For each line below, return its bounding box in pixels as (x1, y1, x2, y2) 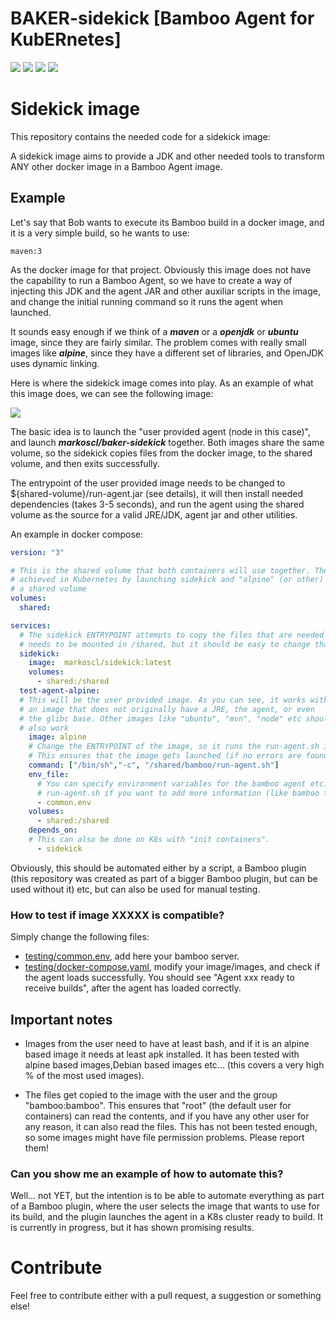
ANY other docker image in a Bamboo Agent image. (10, 160, 223, 172)
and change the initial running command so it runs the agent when (10, 295, 284, 307)
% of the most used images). (24, 1069, 145, 1081)
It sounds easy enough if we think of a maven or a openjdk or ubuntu (10, 325, 299, 337)
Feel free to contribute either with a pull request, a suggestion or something (10, 1290, 322, 1302)
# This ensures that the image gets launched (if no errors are (28, 751, 302, 761)
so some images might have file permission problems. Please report (24, 1131, 305, 1143)
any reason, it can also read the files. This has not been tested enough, (24, 1120, 318, 1132)
